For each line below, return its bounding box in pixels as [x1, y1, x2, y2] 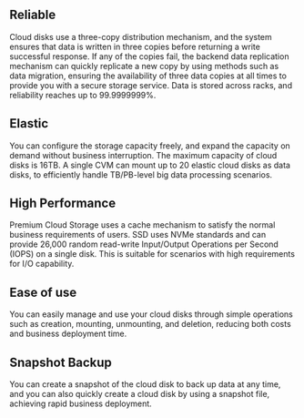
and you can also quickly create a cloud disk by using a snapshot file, [9, 389, 270, 400]
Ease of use [9, 284, 77, 300]
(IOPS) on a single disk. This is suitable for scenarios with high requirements [9, 249, 296, 260]
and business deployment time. [9, 328, 127, 340]
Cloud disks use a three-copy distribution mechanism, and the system [9, 31, 273, 42]
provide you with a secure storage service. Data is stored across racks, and [9, 79, 293, 90]
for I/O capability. [9, 259, 75, 270]
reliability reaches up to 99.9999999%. [9, 89, 157, 100]
